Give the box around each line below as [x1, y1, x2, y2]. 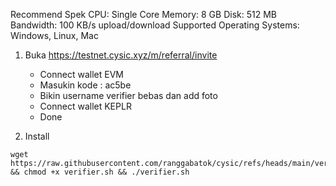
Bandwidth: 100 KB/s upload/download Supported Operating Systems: [10, 19, 300, 31]
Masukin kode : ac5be [39, 79, 132, 91]
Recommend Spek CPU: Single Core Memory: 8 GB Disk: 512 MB [10, 9, 277, 20]
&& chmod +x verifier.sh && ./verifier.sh [10, 167, 190, 177]
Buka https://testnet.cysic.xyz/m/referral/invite [24, 49, 218, 61]
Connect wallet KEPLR [39, 100, 132, 112]
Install [24, 130, 50, 142]
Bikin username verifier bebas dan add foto [39, 90, 218, 101]
